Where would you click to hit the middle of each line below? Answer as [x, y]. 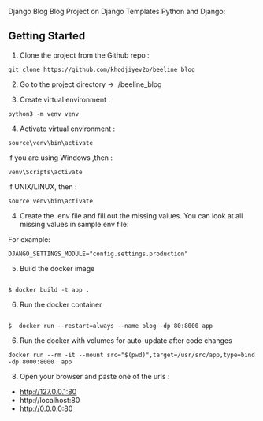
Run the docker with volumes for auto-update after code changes [126, 340]
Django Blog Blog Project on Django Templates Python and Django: [117, 11]
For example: [30, 239]
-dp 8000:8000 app [40, 362]
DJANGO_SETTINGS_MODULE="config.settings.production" [98, 254]
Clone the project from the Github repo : [84, 55]
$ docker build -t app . [49, 290]
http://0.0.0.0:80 [46, 408]
